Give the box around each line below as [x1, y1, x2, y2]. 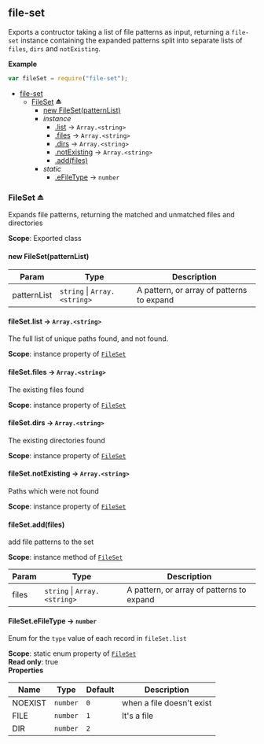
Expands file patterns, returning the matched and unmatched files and [8, 209, 236, 219]
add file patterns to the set [8, 537, 94, 546]
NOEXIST [12, 698, 47, 709]
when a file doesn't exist [121, 698, 212, 709]
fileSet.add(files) [8, 520, 65, 529]
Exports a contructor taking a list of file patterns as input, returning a [8, 27, 230, 36]
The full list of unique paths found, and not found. [8, 334, 169, 343]
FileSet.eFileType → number [8, 616, 97, 625]
